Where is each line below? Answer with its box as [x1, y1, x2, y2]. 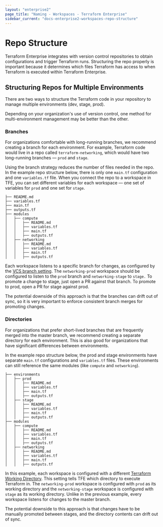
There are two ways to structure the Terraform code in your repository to [5, 96, 151, 102]
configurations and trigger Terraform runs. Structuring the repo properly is [5, 59, 154, 65]
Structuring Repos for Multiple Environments [5, 83, 144, 91]
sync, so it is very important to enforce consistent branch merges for [5, 299, 143, 305]
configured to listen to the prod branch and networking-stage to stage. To [5, 273, 152, 279]
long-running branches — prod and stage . [5, 155, 89, 161]
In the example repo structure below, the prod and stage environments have [5, 352, 157, 358]
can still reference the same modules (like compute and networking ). [5, 362, 140, 368]
